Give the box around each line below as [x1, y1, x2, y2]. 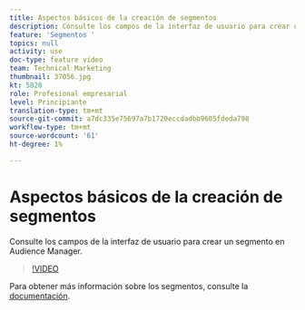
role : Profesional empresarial [9, 89, 128, 98]
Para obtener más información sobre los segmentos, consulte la [9, 280, 249, 291]
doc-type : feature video [9, 55, 103, 64]
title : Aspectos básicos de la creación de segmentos [9, 13, 218, 23]
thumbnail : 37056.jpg [9, 73, 92, 82]
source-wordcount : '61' [9, 131, 100, 140]
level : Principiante [9, 97, 88, 107]
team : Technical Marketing [9, 64, 112, 73]
